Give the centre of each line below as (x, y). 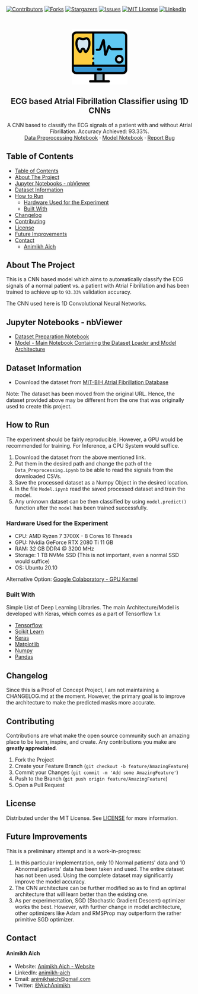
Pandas (24, 657)
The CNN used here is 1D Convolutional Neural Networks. (76, 304)
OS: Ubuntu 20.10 (36, 568)
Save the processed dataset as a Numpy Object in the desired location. (101, 482)
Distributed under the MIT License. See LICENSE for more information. (92, 818)
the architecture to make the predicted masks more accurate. (81, 703)
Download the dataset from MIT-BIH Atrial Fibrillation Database (92, 382)
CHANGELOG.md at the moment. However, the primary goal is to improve (96, 696)
